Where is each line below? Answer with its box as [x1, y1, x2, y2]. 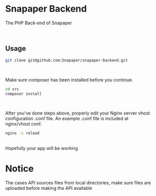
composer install [5, 91, 42, 96]
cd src [5, 87, 19, 92]
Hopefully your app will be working [5, 145, 79, 151]
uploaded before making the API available [5, 185, 93, 191]
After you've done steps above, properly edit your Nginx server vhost [5, 110, 150, 116]
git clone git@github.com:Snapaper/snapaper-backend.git [5, 58, 128, 63]
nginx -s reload [5, 131, 40, 136]
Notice [5, 163, 34, 175]
